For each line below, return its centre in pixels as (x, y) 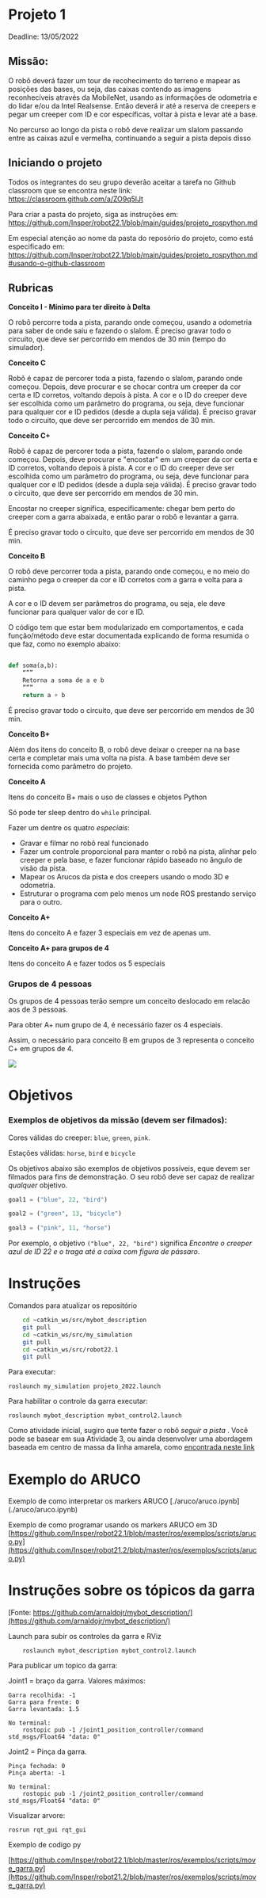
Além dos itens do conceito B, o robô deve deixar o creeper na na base (124, 749)
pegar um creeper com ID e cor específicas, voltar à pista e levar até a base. (133, 114)
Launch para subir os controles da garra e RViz (85, 1637)
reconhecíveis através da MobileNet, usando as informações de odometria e (133, 97)
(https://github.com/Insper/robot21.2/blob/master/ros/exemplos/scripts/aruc (133, 1550)
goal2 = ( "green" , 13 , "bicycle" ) (65, 1214)
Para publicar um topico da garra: (63, 1666)
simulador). (27, 348)
